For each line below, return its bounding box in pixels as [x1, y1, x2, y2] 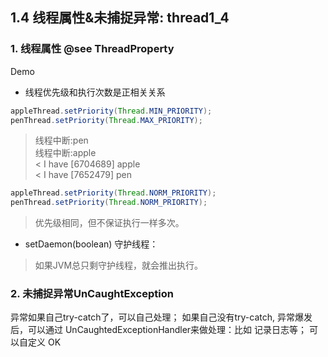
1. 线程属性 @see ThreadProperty [10, 42, 175, 56]
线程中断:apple [34, 147, 97, 159]
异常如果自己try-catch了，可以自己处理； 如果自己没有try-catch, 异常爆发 [10, 311, 313, 323]
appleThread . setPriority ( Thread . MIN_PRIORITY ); [10, 106, 213, 116]
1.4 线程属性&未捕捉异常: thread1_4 [10, 9, 230, 27]
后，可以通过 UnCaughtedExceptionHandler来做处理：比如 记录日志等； [10, 324, 308, 336]
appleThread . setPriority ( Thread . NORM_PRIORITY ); [10, 188, 217, 198]
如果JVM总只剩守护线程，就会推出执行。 [34, 259, 204, 272]
